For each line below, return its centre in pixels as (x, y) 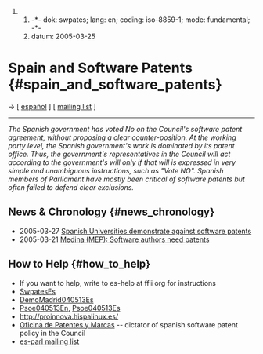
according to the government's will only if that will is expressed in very (122, 162)
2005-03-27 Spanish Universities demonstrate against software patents (135, 231)
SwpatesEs (38, 291)
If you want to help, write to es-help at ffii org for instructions (118, 283)
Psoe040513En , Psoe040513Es (70, 308)
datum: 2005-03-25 (63, 36)
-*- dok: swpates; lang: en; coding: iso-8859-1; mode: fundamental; (141, 20)
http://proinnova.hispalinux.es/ (69, 316)
